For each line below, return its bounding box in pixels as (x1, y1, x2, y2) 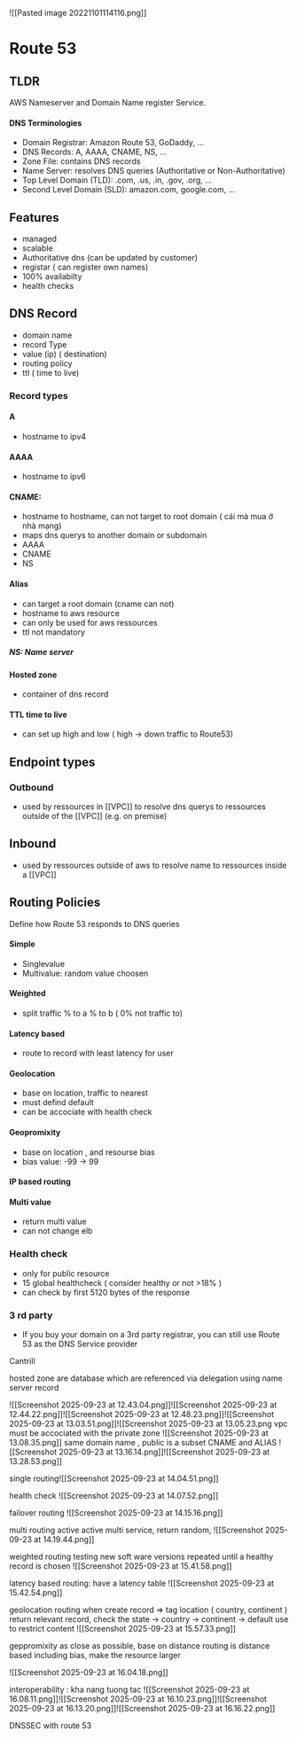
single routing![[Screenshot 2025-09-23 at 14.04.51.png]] (9, 1473, 219, 1484)
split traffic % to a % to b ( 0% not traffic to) (21, 1008, 184, 1018)
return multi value (21, 1216, 87, 1227)
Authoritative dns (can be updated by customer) (21, 253, 198, 263)
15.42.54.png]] (9, 1587, 63, 1598)
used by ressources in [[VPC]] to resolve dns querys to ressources (21, 801, 267, 812)
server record (9, 1383, 59, 1393)
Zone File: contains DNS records (21, 156, 141, 167)
